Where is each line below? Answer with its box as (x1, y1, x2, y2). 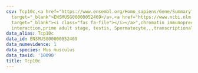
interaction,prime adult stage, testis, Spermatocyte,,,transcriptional (11, 25, 194, 31)
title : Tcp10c (6, 58, 41, 64)
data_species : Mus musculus (6, 47, 75, 53)
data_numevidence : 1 (6, 42, 57, 48)
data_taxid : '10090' (6, 52, 57, 58)
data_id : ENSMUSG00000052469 (6, 36, 78, 42)
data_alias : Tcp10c (6, 31, 54, 36)
